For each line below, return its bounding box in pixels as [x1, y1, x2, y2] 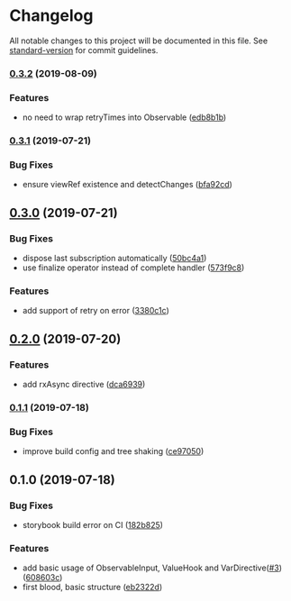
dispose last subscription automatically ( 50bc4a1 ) [22, 253, 207, 264]
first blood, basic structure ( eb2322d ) [22, 582, 163, 593]
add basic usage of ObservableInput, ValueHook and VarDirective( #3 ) [22, 562, 282, 573]
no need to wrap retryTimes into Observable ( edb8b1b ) [22, 112, 227, 123]
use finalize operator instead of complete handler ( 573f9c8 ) [22, 262, 245, 273]
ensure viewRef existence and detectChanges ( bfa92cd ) [22, 179, 232, 190]
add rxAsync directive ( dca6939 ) [22, 379, 146, 390]
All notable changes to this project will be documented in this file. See [9, 35, 268, 46]
